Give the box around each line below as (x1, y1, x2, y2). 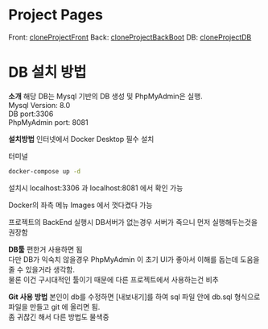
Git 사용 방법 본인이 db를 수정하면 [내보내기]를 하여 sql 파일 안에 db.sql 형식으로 (8, 292, 261, 302)
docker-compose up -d (8, 167, 81, 175)
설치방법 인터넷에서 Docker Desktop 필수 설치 (8, 134, 155, 144)
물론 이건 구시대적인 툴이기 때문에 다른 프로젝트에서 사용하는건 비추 (8, 274, 219, 284)
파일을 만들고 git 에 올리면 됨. (8, 302, 101, 311)
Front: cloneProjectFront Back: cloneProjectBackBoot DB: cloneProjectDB (8, 32, 252, 42)
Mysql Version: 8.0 (8, 100, 71, 110)
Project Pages (8, 6, 103, 24)
